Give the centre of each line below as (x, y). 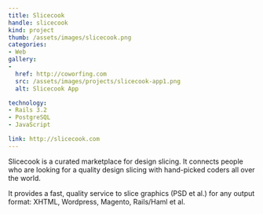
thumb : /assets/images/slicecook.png (70, 37)
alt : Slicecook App (47, 89)
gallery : (22, 60)
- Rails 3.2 (27, 110)
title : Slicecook (37, 15)
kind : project (31, 30)
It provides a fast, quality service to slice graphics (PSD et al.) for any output (131, 193)
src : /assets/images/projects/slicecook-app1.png (98, 81)
